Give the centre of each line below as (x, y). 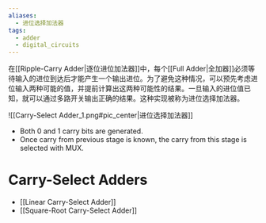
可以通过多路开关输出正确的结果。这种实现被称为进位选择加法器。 (136, 98)
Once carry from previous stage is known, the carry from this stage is (133, 140)
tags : (17, 30)
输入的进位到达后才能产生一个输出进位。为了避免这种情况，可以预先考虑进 (136, 79)
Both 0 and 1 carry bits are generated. (82, 131)
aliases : (23, 15)
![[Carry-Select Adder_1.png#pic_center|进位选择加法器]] (101, 115)
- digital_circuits (47, 45)
